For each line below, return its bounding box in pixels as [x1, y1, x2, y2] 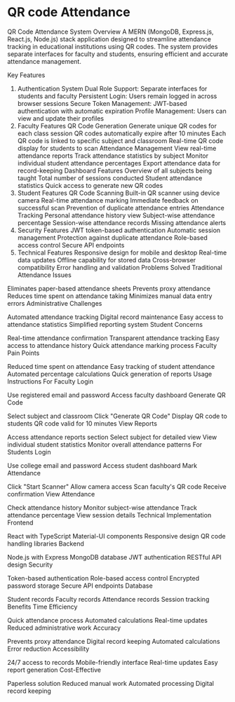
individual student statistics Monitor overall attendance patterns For [7, 440, 203, 449]
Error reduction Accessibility [7, 644, 90, 653]
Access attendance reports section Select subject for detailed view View [7, 433, 217, 441]
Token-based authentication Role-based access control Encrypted [7, 574, 200, 582]
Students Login [7, 447, 51, 456]
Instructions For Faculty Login [7, 377, 93, 386]
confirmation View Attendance [7, 490, 95, 498]
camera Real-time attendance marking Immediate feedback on [17, 196, 199, 204]
